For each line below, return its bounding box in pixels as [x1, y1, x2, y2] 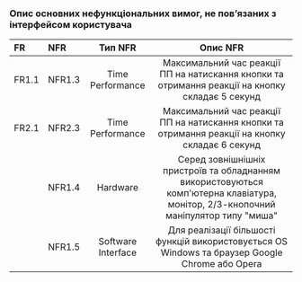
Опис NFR [199, 41, 244, 54]
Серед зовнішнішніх [177, 154, 266, 166]
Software [98, 235, 138, 248]
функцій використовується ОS [155, 235, 289, 248]
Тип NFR [98, 41, 137, 54]
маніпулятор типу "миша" [165, 209, 279, 222]
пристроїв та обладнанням [163, 164, 281, 177]
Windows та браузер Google [160, 246, 283, 259]
